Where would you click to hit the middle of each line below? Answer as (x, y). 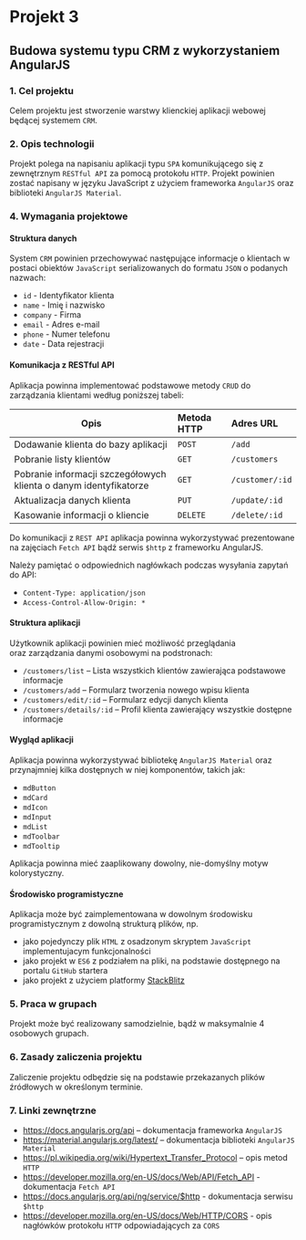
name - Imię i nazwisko (64, 305)
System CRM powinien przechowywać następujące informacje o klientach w (150, 258)
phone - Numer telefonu (66, 334)
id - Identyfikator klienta (68, 296)
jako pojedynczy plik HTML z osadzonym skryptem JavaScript (137, 942)
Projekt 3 (44, 17)
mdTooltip (41, 846)
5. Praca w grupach (53, 1004)
